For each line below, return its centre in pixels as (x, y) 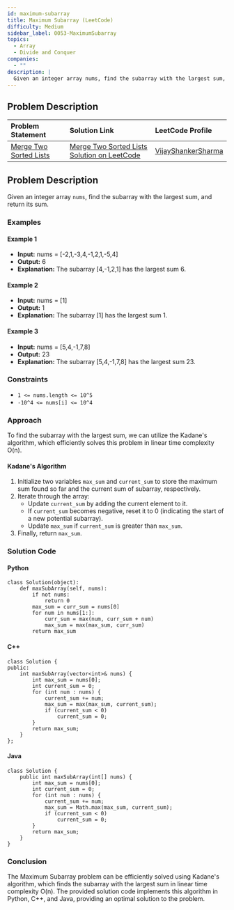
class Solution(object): (43, 583)
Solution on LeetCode (105, 155)
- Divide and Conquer (45, 53)
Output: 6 (32, 262)
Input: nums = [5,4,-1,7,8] (54, 347)
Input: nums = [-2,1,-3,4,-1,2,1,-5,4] (68, 254)
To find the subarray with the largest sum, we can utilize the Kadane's (107, 435)
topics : (18, 40)
